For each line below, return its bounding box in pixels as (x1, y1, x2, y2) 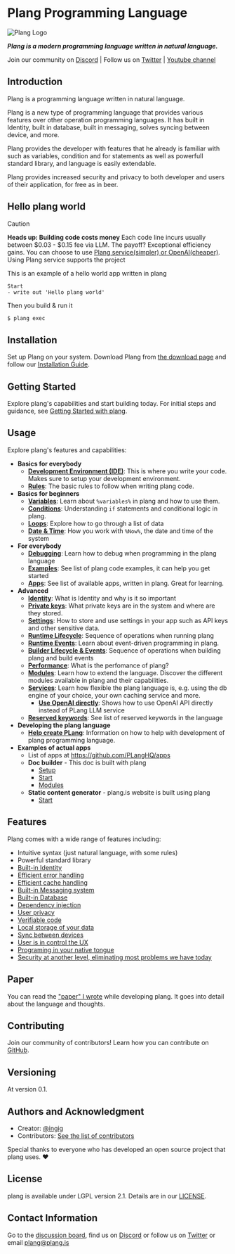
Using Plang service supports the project (7, 255, 126, 264)
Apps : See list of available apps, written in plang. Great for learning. (27, 579, 224, 587)
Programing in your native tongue (17, 945, 114, 954)
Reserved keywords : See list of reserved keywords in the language (27, 713, 223, 722)
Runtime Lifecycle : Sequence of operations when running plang (27, 631, 214, 639)
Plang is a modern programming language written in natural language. (7, 41, 219, 50)
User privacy (17, 908, 55, 916)
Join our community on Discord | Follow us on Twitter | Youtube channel (7, 55, 216, 64)
